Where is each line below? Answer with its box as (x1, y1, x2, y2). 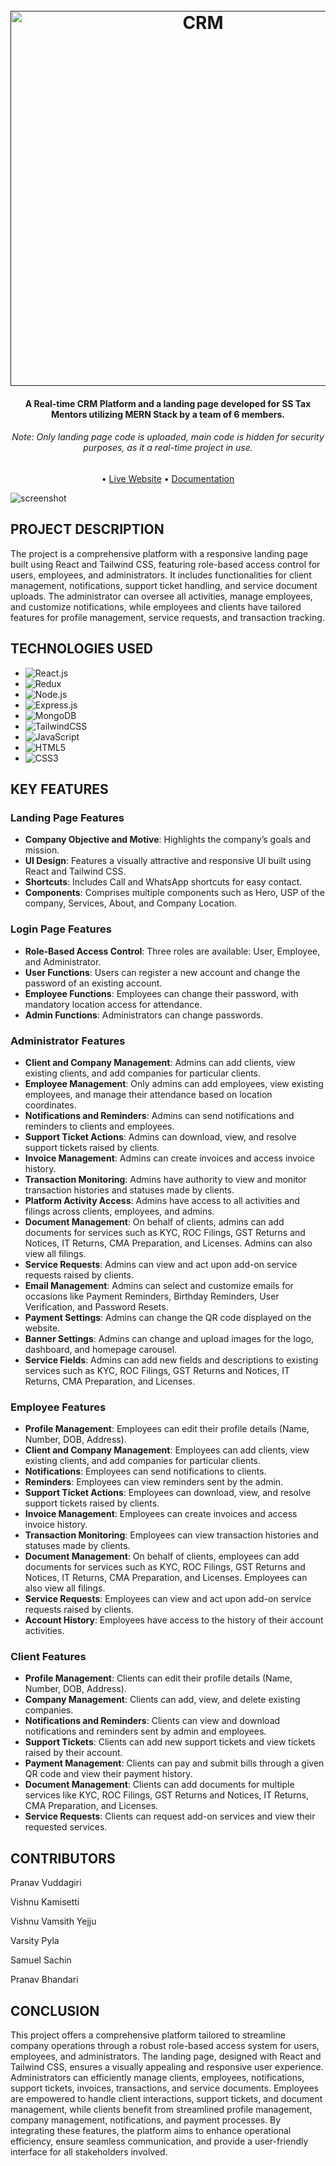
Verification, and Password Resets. (24, 1300, 169, 1313)
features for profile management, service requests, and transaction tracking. (10, 611, 325, 623)
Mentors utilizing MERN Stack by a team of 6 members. (51, 408, 285, 420)
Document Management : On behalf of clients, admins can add (24, 1215, 285, 1228)
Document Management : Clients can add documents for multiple (24, 1779, 295, 1791)
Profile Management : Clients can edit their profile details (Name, (24, 1672, 293, 1684)
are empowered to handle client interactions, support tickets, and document (10, 2093, 323, 2105)
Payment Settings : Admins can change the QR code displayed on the (24, 1311, 312, 1323)
